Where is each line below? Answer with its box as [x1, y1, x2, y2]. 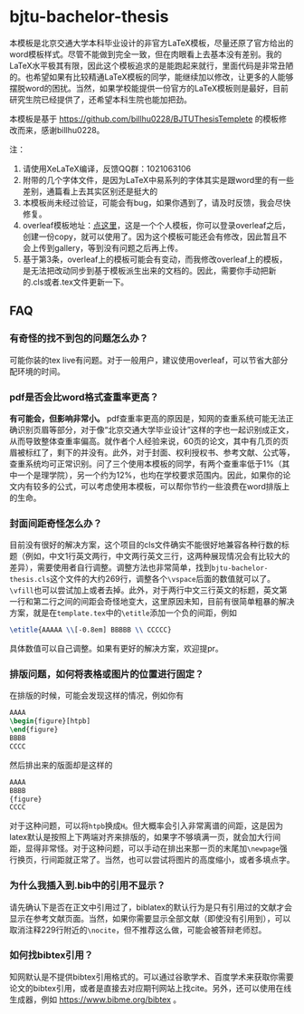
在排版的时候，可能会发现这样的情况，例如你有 [9, 690, 184, 701]
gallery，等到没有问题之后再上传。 [53, 242, 184, 253]
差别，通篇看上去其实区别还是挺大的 [22, 186, 158, 197]
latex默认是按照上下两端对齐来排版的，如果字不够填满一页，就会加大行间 [9, 832, 281, 843]
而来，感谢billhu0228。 [16, 124, 105, 135]
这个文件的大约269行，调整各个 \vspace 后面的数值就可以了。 [49, 574, 276, 584]
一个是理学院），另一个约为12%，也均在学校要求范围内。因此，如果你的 [16, 469, 283, 480]
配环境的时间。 [9, 365, 65, 377]
